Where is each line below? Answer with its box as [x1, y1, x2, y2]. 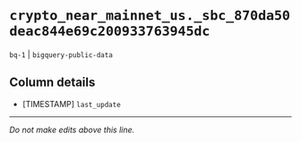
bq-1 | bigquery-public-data [9, 48, 114, 60]
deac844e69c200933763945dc [9, 23, 211, 40]
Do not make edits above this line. [9, 124, 135, 135]
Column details [9, 75, 96, 90]
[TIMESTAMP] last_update [21, 98, 121, 109]
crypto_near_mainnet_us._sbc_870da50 [9, 7, 291, 24]
